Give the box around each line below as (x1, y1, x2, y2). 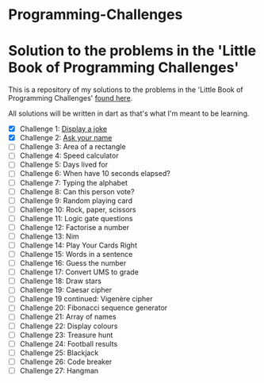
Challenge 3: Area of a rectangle (19, 142, 126, 151)
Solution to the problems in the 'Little (8, 42, 256, 60)
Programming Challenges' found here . (8, 94, 133, 103)
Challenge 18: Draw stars (19, 276, 101, 286)
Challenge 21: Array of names (19, 312, 117, 322)
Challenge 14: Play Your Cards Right (19, 240, 137, 250)
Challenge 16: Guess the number (19, 259, 127, 268)
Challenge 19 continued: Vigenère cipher (19, 294, 153, 304)
